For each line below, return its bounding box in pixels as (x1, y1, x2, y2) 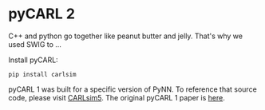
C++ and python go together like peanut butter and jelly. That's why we (8, 31, 243, 41)
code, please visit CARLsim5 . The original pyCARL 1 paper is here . (8, 92, 226, 102)
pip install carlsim (8, 70, 77, 78)
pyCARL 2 (8, 5, 76, 23)
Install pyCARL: (8, 55, 58, 65)
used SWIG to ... (8, 39, 62, 49)
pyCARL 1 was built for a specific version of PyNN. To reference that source (8, 84, 257, 94)
